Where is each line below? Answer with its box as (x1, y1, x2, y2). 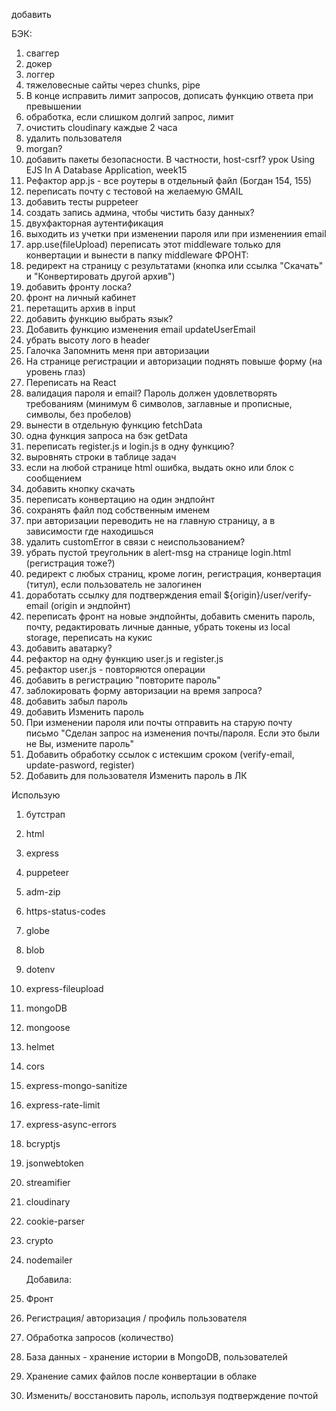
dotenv (25, 964, 56, 975)
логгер (25, 69, 56, 80)
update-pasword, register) (25, 759, 135, 771)
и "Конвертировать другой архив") (25, 270, 176, 282)
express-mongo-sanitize (25, 1080, 128, 1091)
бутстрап (25, 809, 66, 820)
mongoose (25, 1022, 71, 1033)
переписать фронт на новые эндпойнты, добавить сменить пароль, (25, 610, 316, 622)
